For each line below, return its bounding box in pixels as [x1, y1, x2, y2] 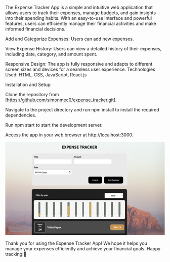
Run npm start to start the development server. [5, 122, 103, 128]
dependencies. [5, 112, 36, 118]
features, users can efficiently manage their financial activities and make [5, 20, 156, 26]
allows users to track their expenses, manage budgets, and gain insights [5, 10, 156, 16]
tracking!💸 [5, 251, 27, 257]
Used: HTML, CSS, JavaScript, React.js [5, 72, 87, 78]
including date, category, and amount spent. [5, 51, 98, 57]
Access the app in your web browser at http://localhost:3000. [5, 132, 134, 138]
